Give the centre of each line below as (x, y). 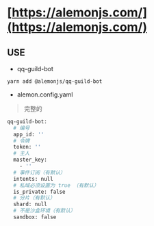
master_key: (30, 160)
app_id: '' (29, 134)
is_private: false (40, 192)
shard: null (30, 204)
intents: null (33, 179)
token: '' (27, 147)
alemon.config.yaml (45, 95)
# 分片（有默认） (34, 198)
